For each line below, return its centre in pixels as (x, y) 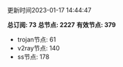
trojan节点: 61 (36, 39)
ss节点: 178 (33, 57)
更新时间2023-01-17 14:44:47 (49, 10)
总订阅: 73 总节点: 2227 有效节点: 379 (61, 25)
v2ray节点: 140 (39, 48)
